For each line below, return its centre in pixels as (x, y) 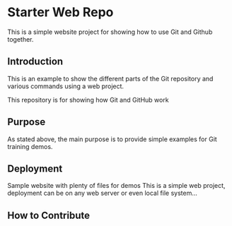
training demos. (30, 146)
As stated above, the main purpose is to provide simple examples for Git (112, 139)
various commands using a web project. (66, 86)
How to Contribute (49, 215)
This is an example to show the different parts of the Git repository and (110, 78)
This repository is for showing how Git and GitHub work (88, 100)
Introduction (35, 62)
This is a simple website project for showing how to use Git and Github (110, 32)
